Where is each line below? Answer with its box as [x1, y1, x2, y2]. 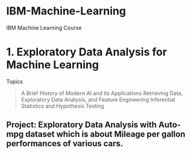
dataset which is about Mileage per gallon [25, 129, 186, 140]
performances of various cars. [6, 138, 124, 149]
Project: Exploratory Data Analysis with [6, 120, 157, 130]
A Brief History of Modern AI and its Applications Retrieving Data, [20, 89, 183, 97]
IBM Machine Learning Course [6, 24, 82, 31]
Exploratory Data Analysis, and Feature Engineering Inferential [20, 96, 176, 103]
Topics [6, 78, 23, 85]
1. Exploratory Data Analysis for [6, 45, 168, 59]
